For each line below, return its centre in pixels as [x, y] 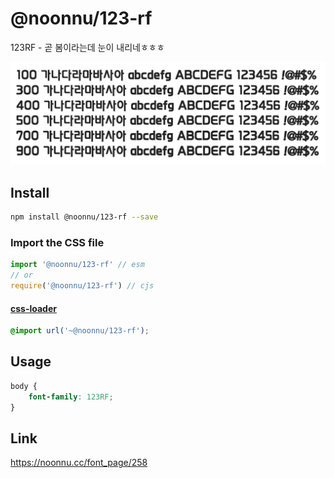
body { [24, 386]
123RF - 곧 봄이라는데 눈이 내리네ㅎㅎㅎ [87, 47]
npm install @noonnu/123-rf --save [84, 217]
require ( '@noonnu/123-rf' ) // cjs [82, 286]
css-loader [33, 308]
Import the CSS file [57, 242]
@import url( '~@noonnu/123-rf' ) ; [80, 331]
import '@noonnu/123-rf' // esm [77, 265]
